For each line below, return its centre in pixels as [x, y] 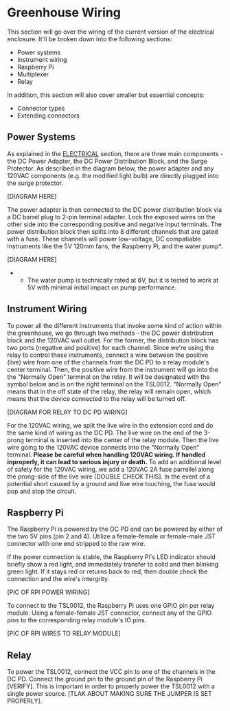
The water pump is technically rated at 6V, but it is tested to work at [123, 280]
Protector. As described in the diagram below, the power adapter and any [111, 168]
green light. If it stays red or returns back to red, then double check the [107, 571]
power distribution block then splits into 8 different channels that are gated [113, 231]
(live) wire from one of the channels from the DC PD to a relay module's [108, 362]
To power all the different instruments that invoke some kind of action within [114, 325]
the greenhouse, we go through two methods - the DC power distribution [111, 333]
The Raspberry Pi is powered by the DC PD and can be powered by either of [115, 529]
